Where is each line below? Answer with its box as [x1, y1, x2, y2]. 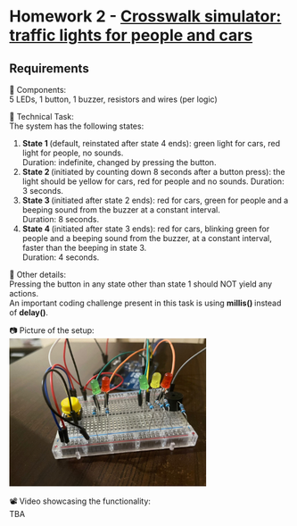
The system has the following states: [9, 121, 144, 131]
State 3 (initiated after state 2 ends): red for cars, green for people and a [21, 195, 289, 205]
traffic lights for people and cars [9, 25, 253, 46]
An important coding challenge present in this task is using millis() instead [9, 297, 282, 308]
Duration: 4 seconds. [21, 252, 100, 263]
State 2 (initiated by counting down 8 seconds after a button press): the [21, 167, 285, 177]
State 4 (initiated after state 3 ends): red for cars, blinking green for [21, 223, 270, 234]
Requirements [9, 61, 89, 76]
